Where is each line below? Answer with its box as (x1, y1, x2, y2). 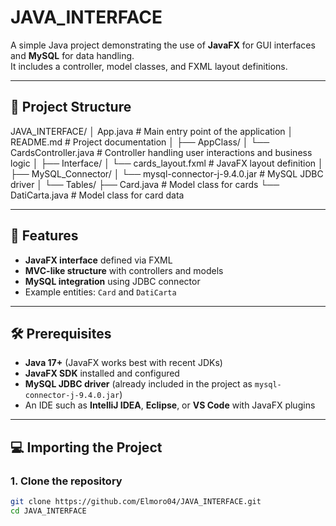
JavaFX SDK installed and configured (24, 367, 180, 380)
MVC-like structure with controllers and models (24, 264, 224, 276)
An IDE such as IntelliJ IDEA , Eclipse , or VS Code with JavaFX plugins (24, 399, 316, 411)
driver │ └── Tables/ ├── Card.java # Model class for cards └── (10, 178, 280, 190)
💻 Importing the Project (10, 439, 163, 456)
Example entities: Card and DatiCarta (24, 286, 177, 298)
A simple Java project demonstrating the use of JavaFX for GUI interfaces (10, 39, 316, 51)
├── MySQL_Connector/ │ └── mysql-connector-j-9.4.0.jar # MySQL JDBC (10, 167, 324, 180)
